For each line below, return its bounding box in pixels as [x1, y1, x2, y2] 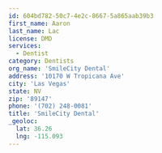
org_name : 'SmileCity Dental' [8, 65, 111, 73]
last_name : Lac [8, 27, 60, 35]
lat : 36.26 [15, 125, 53, 133]
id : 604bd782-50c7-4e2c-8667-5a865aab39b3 [8, 11, 154, 20]
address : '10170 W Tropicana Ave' [8, 72, 126, 80]
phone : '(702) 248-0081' [8, 102, 92, 110]
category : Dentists [8, 57, 75, 66]
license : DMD [8, 34, 53, 43]
